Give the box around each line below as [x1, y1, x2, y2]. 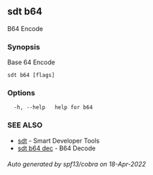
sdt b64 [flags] [7, 72, 55, 79]
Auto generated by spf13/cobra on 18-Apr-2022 [7, 160, 146, 169]
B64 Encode [7, 24, 44, 32]
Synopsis [7, 42, 40, 52]
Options [7, 88, 35, 98]
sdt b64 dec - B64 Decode [17, 144, 96, 152]
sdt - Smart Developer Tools [17, 136, 100, 145]
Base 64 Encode [7, 58, 55, 66]
